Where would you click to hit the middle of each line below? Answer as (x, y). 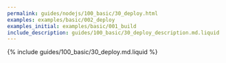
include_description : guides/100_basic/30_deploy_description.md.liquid (113, 33)
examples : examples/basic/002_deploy (61, 20)
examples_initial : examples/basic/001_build (72, 26)
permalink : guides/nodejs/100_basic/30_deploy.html (82, 13)
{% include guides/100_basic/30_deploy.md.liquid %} (82, 52)
